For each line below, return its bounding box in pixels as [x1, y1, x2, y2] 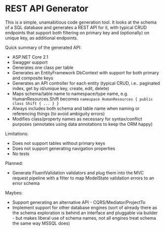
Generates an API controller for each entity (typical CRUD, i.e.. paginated [12, 80, 160, 86]
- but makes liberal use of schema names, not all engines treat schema [12, 215, 156, 221]
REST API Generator [5, 3, 89, 14]
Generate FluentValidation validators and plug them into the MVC [12, 169, 144, 175]
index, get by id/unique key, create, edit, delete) [12, 85, 109, 91]
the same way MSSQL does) [12, 220, 70, 226]
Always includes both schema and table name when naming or [12, 105, 140, 111]
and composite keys [12, 75, 53, 81]
